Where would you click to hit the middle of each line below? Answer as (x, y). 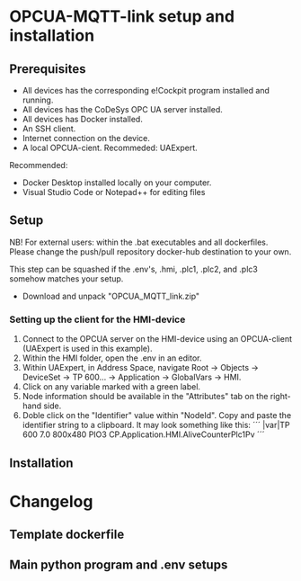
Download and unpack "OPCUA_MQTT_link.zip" (111, 296)
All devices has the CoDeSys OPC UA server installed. (122, 109)
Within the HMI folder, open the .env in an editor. (112, 358)
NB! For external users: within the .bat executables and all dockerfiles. (139, 242)
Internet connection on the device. (86, 138)
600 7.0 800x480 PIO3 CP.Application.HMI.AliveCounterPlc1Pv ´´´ (143, 434)
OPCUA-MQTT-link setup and (122, 17)
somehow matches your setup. (66, 278)
